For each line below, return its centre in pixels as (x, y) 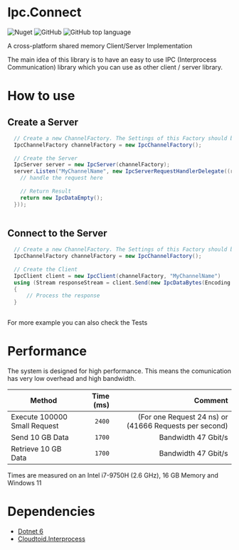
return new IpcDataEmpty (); (62, 198)
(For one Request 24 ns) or (183, 416)
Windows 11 (25, 482)
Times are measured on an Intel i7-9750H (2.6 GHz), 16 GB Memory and (113, 475)
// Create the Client (46, 269)
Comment (211, 400)
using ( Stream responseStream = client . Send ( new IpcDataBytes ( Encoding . (124, 282)
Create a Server (43, 122)
